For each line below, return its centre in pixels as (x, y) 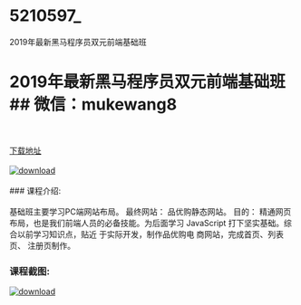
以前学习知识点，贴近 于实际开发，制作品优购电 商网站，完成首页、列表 (150, 234)
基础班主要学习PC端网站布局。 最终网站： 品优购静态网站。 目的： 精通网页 (150, 211)
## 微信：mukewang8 (93, 105)
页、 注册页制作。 (42, 245)
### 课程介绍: (35, 190)
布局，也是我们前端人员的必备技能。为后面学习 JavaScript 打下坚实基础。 (147, 223)
